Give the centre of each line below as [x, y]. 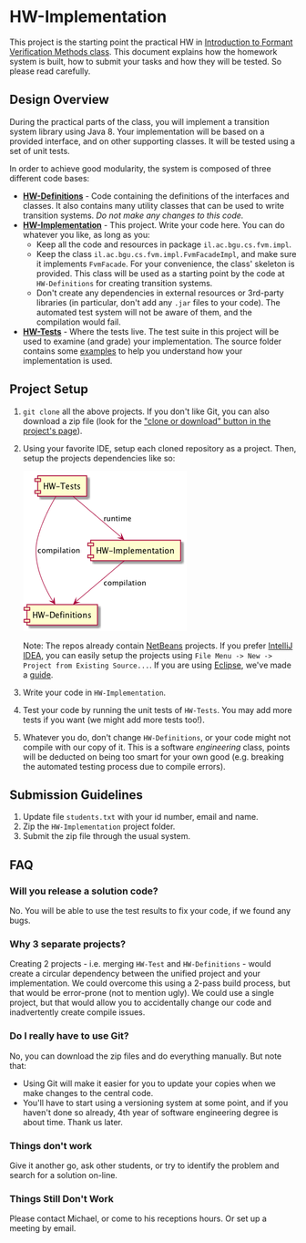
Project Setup [49, 389]
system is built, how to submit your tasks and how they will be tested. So [146, 61]
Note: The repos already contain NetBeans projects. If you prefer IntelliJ [158, 646]
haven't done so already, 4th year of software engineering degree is [150, 1112]
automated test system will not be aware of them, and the [144, 312]
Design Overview [59, 100]
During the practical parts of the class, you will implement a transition [140, 121]
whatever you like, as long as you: [86, 234]
